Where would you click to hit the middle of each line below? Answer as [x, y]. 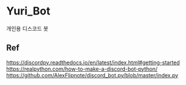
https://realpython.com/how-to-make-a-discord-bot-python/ [82, 69]
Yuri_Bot [28, 11]
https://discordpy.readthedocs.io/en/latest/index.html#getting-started [93, 62]
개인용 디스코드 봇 [27, 28]
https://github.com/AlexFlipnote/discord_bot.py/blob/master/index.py [92, 75]
